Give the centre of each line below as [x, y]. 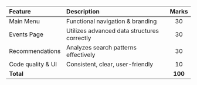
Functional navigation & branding [112, 21]
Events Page [26, 34]
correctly [79, 38]
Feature [20, 11]
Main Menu [24, 21]
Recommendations [35, 51]
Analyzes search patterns [101, 47]
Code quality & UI [33, 64]
